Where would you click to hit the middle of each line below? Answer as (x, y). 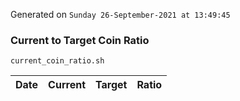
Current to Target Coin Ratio (80, 40)
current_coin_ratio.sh (57, 61)
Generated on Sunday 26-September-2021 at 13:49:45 (120, 14)
